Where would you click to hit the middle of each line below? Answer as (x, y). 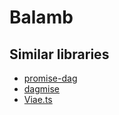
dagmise (42, 89)
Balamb (41, 17)
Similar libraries (59, 54)
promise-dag (50, 78)
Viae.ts (38, 99)
